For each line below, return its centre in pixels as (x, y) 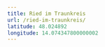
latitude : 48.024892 (37, 26)
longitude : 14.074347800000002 (53, 33)
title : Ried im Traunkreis (47, 13)
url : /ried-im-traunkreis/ (47, 20)
